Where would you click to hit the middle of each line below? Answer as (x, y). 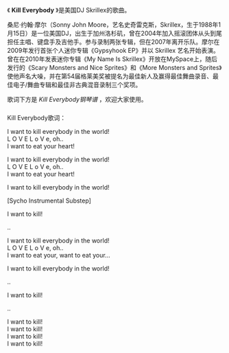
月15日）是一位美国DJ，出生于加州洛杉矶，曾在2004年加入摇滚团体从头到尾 (115, 33)
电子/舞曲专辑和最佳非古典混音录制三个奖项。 (77, 85)
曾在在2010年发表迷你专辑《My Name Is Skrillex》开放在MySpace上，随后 (112, 59)
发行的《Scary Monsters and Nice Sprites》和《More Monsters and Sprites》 (114, 68)
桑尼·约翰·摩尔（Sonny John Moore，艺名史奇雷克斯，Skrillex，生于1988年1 (114, 25)
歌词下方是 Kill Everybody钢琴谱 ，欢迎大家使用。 (77, 99)
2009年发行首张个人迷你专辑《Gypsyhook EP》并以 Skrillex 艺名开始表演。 (113, 50)
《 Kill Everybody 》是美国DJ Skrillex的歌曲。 (69, 10)
